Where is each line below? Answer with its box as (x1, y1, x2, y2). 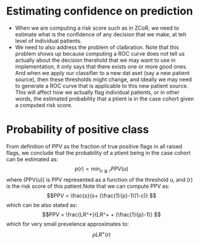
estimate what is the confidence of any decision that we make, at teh (15, 30, 187, 38)
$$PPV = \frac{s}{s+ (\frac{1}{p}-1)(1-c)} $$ (47, 192, 156, 199)
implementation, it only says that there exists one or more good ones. (15, 62, 188, 70)
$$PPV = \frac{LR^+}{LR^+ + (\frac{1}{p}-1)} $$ (42, 211, 161, 218)
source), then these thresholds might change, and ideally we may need (15, 76, 192, 83)
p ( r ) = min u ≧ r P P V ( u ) (74, 165, 129, 174)
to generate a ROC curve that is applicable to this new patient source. (15, 82, 189, 89)
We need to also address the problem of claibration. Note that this (15, 44, 179, 51)
